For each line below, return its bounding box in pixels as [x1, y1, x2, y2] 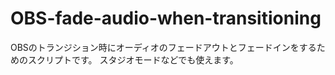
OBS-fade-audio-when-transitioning [10, 7, 322, 30]
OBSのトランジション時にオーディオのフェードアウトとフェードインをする [10, 41, 317, 53]
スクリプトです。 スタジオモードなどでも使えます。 [27, 53, 239, 66]
